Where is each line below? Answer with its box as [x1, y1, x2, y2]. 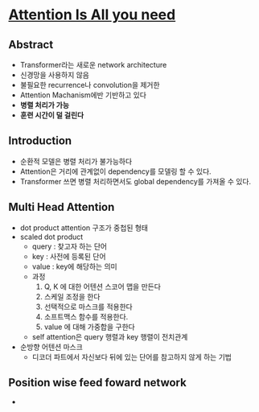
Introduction [8, 134, 72, 148]
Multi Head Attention [8, 200, 115, 214]
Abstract [8, 38, 54, 51]
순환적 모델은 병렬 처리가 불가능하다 [19, 156, 133, 166]
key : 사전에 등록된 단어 [31, 251, 106, 261]
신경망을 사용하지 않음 [19, 70, 90, 80]
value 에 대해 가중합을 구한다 [43, 322, 135, 332]
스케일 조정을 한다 [43, 291, 101, 301]
